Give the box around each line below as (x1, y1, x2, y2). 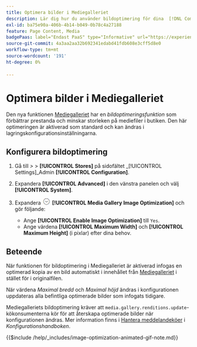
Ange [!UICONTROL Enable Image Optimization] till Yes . (23, 217, 160, 224)
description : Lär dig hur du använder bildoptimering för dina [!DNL (6, 15, 182, 22)
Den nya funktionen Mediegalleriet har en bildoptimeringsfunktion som (6, 111, 177, 118)
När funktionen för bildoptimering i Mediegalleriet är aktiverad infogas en (6, 262, 182, 269)
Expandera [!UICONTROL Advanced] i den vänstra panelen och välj (14, 180, 179, 187)
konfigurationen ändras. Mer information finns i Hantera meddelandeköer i (6, 316, 186, 323)
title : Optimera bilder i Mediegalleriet (6, 9, 109, 15)
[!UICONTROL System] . (14, 186, 73, 194)
